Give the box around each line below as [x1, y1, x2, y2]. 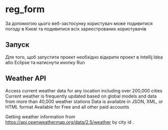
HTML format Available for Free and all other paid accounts [5, 104, 129, 110]
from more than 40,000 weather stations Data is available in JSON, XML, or [5, 98, 163, 105]
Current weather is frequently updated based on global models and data [5, 93, 157, 99]
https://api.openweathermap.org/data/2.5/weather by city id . [5, 119, 134, 125]
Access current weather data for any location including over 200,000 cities [5, 87, 163, 93]
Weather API [5, 74, 46, 83]
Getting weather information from [5, 113, 75, 120]
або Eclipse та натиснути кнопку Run [5, 59, 85, 66]
